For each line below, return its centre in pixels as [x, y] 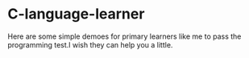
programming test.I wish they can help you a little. [90, 44]
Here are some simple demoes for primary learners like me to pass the [124, 36]
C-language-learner [76, 14]
